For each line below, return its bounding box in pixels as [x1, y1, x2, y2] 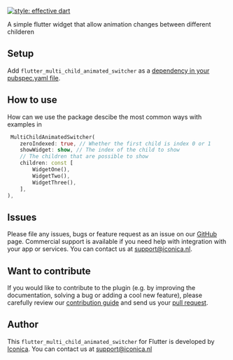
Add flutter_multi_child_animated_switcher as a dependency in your [7, 66, 210, 75]
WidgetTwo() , [32, 172, 71, 180]
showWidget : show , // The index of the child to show [20, 147, 180, 154]
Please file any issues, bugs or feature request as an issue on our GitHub [7, 230, 218, 238]
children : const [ [20, 159, 73, 167]
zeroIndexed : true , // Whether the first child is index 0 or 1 [20, 140, 211, 147]
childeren [7, 28, 35, 36]
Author [7, 319, 38, 331]
